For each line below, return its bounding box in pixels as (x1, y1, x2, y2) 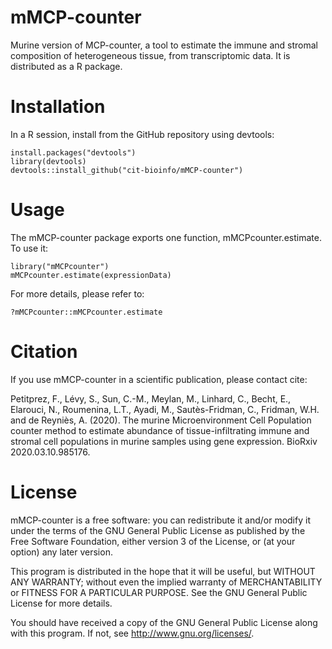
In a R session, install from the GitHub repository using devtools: (10, 128, 275, 140)
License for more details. (10, 597, 113, 609)
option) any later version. (10, 546, 113, 558)
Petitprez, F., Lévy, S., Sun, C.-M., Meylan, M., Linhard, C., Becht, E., (10, 392, 292, 405)
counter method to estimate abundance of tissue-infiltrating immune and (10, 424, 310, 436)
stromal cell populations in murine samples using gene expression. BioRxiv (10, 435, 318, 447)
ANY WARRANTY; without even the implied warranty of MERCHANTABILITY (10, 576, 323, 588)
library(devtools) (10, 156, 87, 166)
